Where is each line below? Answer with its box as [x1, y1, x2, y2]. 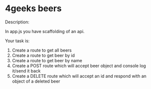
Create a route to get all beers [12, 47, 72, 53]
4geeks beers [5, 3, 62, 14]
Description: [5, 19, 30, 25]
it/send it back [12, 68, 41, 73]
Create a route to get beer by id [12, 52, 75, 58]
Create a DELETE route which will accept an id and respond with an [12, 73, 147, 79]
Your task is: [5, 37, 30, 44]
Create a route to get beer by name [12, 57, 82, 63]
